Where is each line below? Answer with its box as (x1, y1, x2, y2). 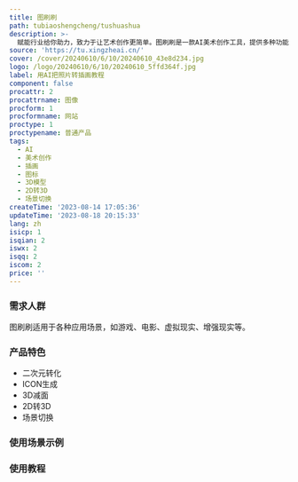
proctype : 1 (9, 121, 53, 130)
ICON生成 (21, 379, 59, 390)
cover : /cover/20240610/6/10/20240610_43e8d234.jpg (9, 54, 204, 63)
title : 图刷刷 (9, 12, 58, 22)
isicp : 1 (9, 227, 42, 236)
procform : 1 (9, 104, 53, 113)
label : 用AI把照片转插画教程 (9, 71, 105, 80)
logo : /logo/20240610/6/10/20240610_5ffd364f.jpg (9, 63, 197, 72)
